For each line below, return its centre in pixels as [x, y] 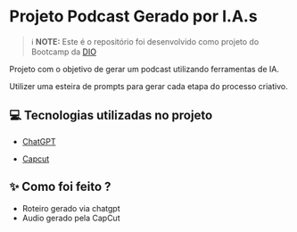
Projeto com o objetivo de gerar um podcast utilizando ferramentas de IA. [144, 69]
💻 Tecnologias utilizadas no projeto [111, 116]
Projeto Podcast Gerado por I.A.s [133, 17]
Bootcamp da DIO [63, 52]
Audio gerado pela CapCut [71, 218]
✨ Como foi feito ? [60, 187]
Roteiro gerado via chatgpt [71, 208]
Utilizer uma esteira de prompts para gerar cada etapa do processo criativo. [148, 86]
